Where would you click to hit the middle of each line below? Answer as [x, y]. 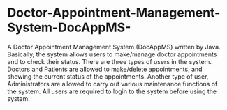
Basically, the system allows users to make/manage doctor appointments [112, 54]
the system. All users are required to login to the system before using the [112, 91]
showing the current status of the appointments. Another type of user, [108, 76]
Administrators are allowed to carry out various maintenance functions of [112, 84]
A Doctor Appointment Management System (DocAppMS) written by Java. [114, 47]
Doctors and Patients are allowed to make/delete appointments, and [105, 69]
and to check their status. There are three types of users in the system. [109, 61]
